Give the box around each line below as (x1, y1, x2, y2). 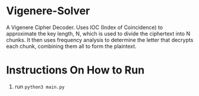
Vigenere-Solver (6, 4, 90, 18)
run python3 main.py (14, 83, 65, 90)
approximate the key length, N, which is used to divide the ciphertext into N (6, 30, 191, 37)
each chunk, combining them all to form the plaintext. (6, 43, 137, 50)
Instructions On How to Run (6, 63, 145, 77)
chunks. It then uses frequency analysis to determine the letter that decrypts (6, 36, 194, 43)
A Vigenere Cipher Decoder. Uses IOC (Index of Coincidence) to (6, 24, 163, 31)
